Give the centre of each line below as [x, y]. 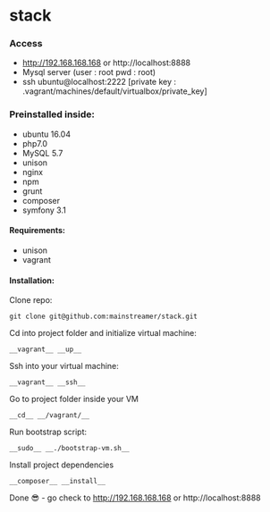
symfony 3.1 [44, 210]
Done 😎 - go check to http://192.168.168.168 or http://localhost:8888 [135, 498]
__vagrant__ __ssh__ [48, 382]
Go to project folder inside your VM [74, 399]
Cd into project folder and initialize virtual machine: [103, 333]
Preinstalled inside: [52, 114]
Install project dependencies [62, 465]
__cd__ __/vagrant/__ [50, 415]
